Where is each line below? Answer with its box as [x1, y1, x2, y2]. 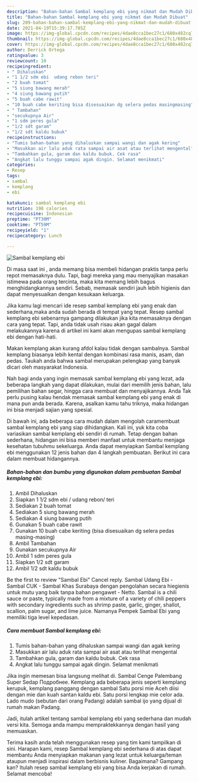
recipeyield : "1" [6, 227, 49, 233]
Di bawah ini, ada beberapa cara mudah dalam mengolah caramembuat [6, 417, 180, 425]
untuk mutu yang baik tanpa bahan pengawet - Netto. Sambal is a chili [6, 588, 177, 595]
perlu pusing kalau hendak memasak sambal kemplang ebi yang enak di [6, 393, 181, 400]
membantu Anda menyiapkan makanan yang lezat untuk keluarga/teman [6, 751, 182, 758]
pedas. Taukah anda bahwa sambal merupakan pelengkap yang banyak [6, 357, 181, 364]
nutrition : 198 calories [6, 206, 68, 211]
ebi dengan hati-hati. [6, 333, 58, 340]
